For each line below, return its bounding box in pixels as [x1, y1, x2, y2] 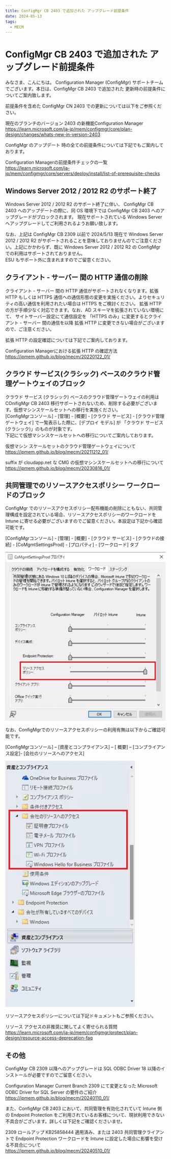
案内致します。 [22, 92, 54, 98]
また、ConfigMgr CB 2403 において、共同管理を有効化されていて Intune [5, 1105, 156, 1111]
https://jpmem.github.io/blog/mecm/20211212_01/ [5, 449, 108, 455]
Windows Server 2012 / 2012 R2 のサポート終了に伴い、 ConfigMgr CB [5, 201, 154, 207]
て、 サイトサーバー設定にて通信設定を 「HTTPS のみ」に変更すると [5, 313, 149, 319]
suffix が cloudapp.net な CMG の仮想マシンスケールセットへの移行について [5, 459, 164, 465]
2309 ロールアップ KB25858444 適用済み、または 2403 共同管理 [5, 1129, 142, 1135]
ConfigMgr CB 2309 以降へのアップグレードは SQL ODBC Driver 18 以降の [5, 1065, 161, 1072]
